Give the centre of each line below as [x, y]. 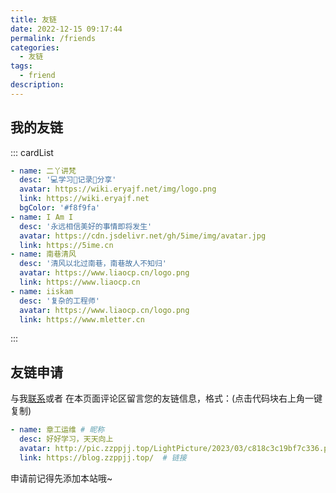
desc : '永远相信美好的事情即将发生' [86, 226]
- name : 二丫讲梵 [43, 171]
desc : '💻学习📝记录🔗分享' [68, 180]
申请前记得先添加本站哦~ [61, 478]
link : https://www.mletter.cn [82, 319]
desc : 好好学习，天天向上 [66, 439]
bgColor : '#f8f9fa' [60, 208]
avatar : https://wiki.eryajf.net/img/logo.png [118, 189]
